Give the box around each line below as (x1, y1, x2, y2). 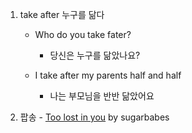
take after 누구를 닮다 (19, 9, 105, 20)
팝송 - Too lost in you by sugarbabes (19, 111, 170, 123)
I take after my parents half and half (34, 69, 182, 81)
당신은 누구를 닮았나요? (49, 49, 141, 61)
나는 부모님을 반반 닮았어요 (49, 90, 155, 102)
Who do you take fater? (34, 29, 132, 40)
